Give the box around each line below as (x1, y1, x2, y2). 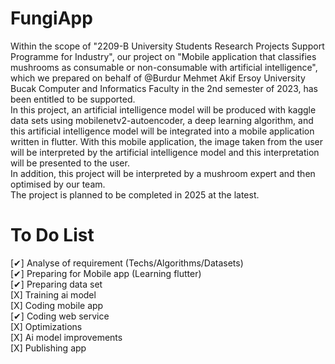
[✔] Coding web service (10, 310, 110, 322)
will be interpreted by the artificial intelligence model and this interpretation (10, 146, 320, 158)
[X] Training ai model (10, 288, 97, 301)
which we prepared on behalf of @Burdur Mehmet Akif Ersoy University (10, 72, 306, 84)
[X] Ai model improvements (10, 331, 123, 343)
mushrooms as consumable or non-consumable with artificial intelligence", (10, 61, 318, 73)
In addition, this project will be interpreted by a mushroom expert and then (10, 167, 316, 179)
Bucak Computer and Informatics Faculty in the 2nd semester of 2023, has (10, 82, 318, 94)
